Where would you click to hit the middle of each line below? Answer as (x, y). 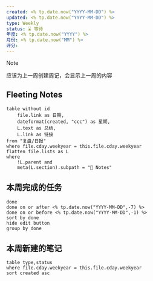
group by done (24, 228)
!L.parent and (35, 162)
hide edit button (28, 223)
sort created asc (28, 273)
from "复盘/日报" (26, 141)
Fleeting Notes (34, 95)
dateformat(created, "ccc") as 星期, (64, 122)
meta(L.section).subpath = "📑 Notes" (65, 167)
